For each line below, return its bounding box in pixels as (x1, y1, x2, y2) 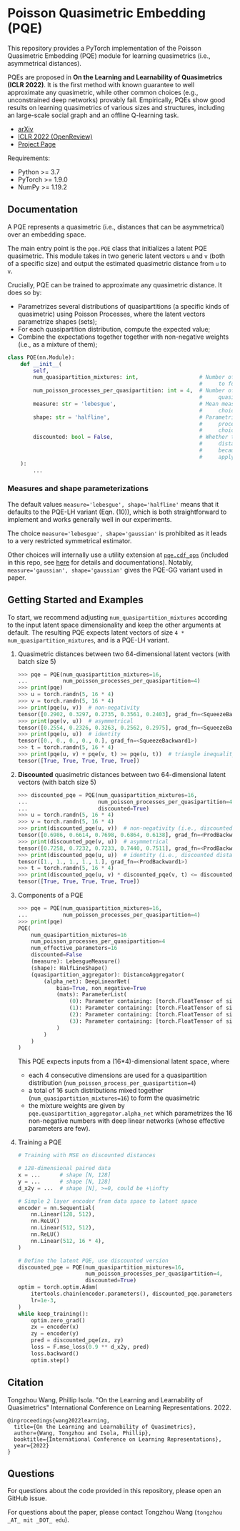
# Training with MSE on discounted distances (17, 1152, 156, 1159)
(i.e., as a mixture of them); (17, 340, 98, 348)
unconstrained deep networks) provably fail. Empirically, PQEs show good (7, 95, 226, 104)
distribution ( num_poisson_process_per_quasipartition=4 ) (28, 1079, 196, 1087)
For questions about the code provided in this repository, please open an (7, 1487, 221, 1495)
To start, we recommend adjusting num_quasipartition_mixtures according (7, 613, 228, 621)
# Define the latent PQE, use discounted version (17, 1257, 169, 1264)
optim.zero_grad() (31, 1317, 86, 1324)
